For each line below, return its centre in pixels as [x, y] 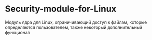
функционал [18, 32]
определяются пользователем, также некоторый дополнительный [74, 27]
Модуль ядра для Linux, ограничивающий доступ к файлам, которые [76, 22]
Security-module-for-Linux [61, 9]
